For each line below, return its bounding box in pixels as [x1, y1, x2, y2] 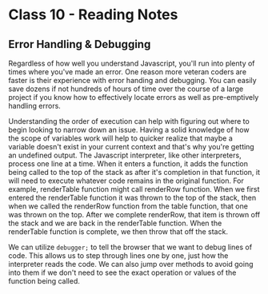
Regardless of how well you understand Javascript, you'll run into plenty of [8, 58, 255, 68]
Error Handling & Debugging [8, 38, 151, 51]
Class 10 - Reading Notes [8, 6, 178, 24]
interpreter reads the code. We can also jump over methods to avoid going [8, 260, 254, 268]
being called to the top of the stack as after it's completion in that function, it [8, 168, 261, 177]
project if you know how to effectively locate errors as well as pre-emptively [8, 93, 259, 101]
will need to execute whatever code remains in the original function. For [8, 176, 244, 185]
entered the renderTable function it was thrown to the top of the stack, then [8, 193, 257, 202]
